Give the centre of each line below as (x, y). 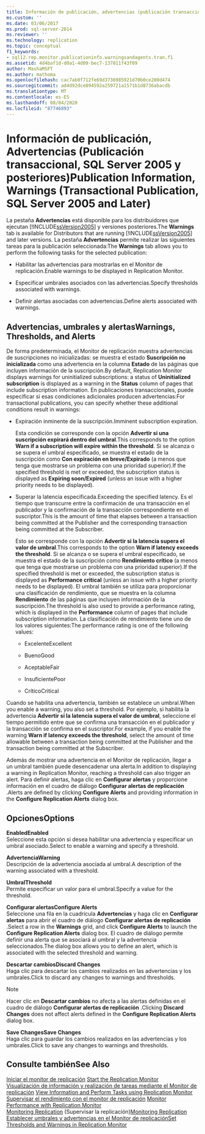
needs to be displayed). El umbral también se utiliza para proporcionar (103, 587)
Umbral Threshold (29, 883)
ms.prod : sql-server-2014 (39, 29)
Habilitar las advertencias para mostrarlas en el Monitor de (89, 265)
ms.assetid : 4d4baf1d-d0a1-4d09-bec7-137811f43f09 (72, 63)
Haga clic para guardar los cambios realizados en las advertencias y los (97, 1039)
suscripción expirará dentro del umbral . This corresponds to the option (105, 439)
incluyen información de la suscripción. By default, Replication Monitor (94, 370)
